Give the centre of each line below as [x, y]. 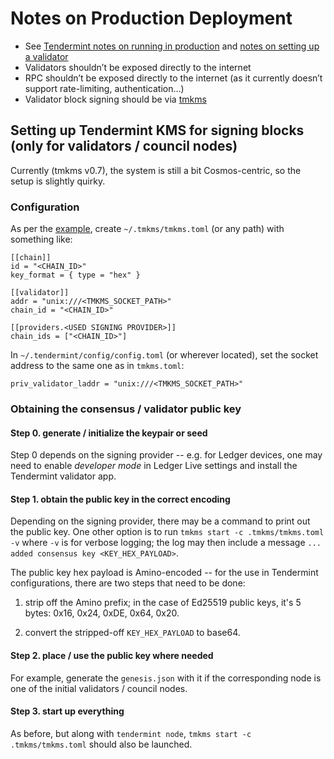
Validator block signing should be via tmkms [115, 99]
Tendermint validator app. [63, 476]
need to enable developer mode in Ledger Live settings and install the [154, 466]
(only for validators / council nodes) [124, 146]
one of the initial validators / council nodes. [99, 688]
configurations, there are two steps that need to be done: [128, 583]
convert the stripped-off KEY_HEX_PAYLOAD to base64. [132, 633]
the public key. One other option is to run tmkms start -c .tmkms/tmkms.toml [167, 532]
